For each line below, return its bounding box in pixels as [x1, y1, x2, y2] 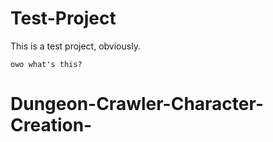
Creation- [10, 114, 93, 137]
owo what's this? [10, 59, 83, 69]
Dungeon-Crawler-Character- [10, 93, 264, 116]
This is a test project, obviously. [10, 40, 141, 52]
